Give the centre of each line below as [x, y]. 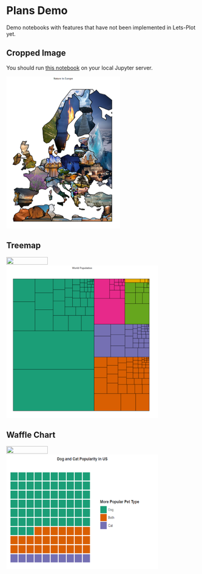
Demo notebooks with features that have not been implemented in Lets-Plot [101, 27]
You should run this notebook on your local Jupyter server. [79, 68]
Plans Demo [37, 11]
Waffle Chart [31, 435]
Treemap [24, 246]
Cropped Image [36, 53]
